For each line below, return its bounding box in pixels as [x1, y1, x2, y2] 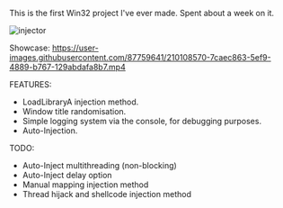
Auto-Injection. [22, 125, 78, 136]
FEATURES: [9, 79, 52, 89]
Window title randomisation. [22, 106, 127, 116]
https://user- [52, 42, 99, 53]
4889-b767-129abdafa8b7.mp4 [9, 62, 126, 72]
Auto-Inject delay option [22, 170, 112, 180]
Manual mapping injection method [22, 179, 149, 190]
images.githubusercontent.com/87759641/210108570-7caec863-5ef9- [9, 52, 271, 62]
